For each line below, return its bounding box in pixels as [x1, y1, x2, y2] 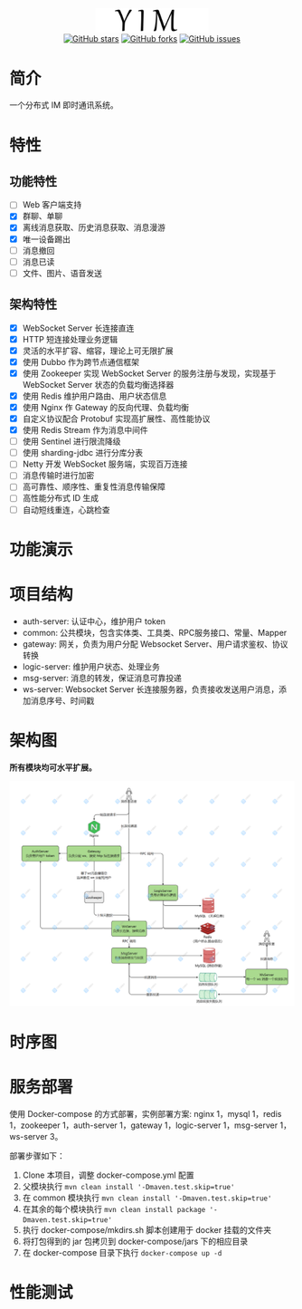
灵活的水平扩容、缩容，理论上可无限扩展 [22, 345, 174, 356]
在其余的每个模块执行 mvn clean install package [22, 1203, 206, 1214]
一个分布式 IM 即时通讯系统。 [9, 100, 119, 111]
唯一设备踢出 [22, 234, 71, 245]
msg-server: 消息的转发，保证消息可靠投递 [22, 672, 183, 683]
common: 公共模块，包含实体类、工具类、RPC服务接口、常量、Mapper [22, 627, 288, 638]
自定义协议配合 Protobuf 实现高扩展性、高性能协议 [22, 413, 211, 424]
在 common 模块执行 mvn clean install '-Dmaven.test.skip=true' [22, 1192, 272, 1203]
